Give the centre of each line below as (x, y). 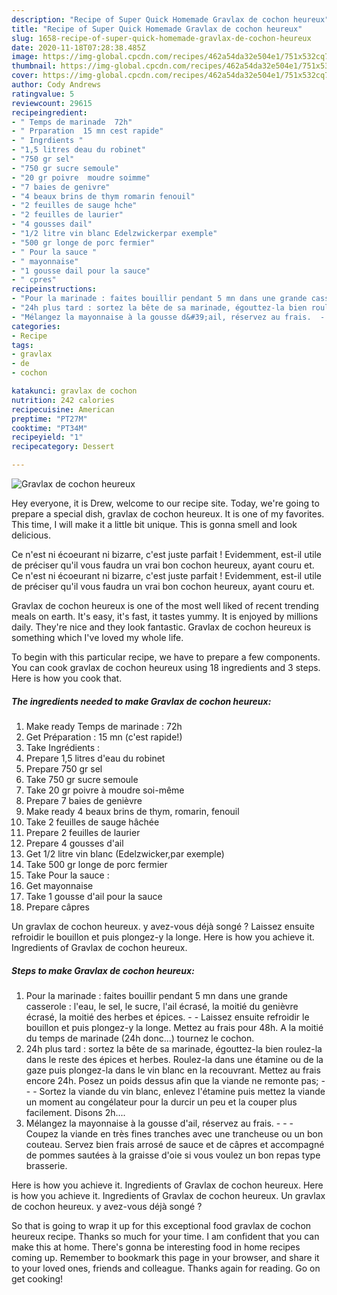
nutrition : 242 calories (63, 400)
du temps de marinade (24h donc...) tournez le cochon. (140, 1038)
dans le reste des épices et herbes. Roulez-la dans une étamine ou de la (174, 1059)
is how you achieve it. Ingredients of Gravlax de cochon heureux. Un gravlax (168, 1195)
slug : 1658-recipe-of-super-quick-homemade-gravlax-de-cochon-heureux (161, 38)
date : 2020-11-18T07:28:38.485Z (78, 47)
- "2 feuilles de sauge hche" (74, 206)
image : (25, 57)
